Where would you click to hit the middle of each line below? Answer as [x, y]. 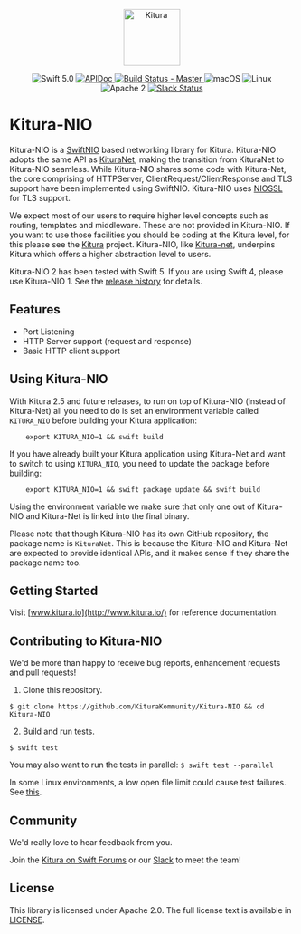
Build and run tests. [58, 732]
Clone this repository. [62, 690]
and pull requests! [43, 673]
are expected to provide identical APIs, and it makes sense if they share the [150, 553]
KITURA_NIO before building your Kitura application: [103, 420]
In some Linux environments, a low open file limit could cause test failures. [148, 783]
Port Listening [48, 332]
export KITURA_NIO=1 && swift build [95, 437]
